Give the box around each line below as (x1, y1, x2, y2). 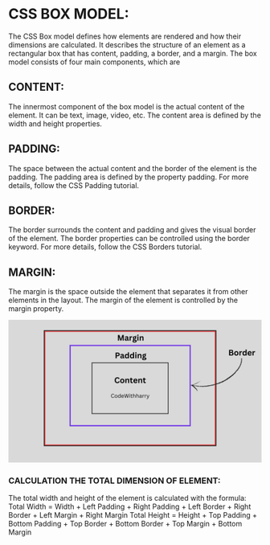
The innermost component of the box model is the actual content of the (8, 101, 245, 111)
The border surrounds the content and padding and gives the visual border (8, 225, 256, 235)
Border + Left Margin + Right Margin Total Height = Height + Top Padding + (8, 510, 257, 519)
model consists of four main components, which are (8, 57, 181, 67)
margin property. (8, 304, 64, 313)
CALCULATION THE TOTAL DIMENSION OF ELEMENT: (8, 475, 221, 486)
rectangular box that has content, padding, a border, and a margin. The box (8, 48, 257, 58)
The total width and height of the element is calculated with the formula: (8, 493, 247, 502)
